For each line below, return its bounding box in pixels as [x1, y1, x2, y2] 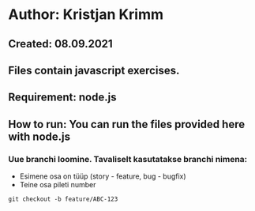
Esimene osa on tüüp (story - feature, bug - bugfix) [19, 171, 187, 181]
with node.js [8, 130, 71, 143]
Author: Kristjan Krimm [8, 6, 164, 24]
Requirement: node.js [8, 91, 117, 104]
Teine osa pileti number [19, 180, 96, 190]
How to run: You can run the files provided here [8, 117, 246, 131]
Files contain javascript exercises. [8, 63, 180, 77]
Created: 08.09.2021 [8, 37, 113, 51]
